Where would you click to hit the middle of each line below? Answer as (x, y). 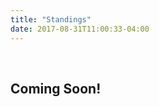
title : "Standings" (51, 19)
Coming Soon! (56, 88)
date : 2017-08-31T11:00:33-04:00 (80, 29)
